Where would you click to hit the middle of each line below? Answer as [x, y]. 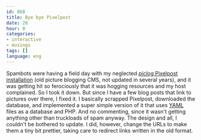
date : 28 [17, 23]
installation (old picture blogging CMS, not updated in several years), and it [99, 80]
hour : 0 [16, 28]
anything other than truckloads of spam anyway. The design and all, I [91, 118]
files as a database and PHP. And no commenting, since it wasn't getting [96, 111]
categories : [21, 34]
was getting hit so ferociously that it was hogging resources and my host [96, 86]
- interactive [24, 39]
